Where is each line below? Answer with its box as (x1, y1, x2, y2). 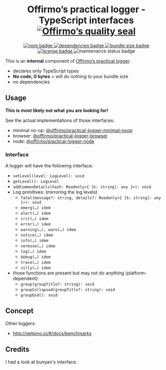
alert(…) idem (20, 211, 51, 216)
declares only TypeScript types (12, 68, 79, 74)
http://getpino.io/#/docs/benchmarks (12, 330, 92, 336)
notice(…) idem (20, 233, 53, 238)
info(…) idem (20, 238, 49, 244)
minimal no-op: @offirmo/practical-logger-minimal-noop (12, 127, 133, 133)
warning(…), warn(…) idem (20, 227, 76, 232)
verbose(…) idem (20, 244, 56, 249)
